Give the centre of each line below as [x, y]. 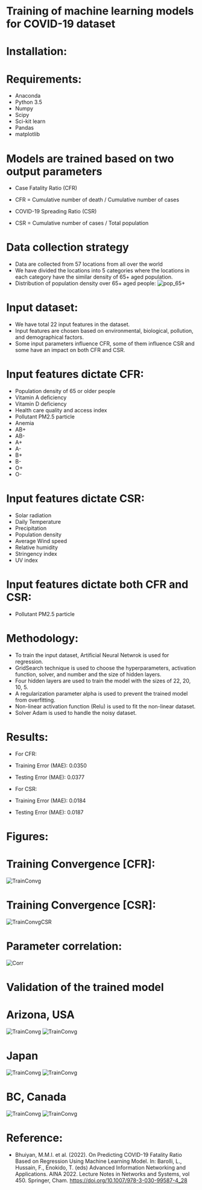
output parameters [54, 172]
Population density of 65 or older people [65, 391]
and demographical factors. [49, 337]
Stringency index [36, 554]
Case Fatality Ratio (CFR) [46, 188]
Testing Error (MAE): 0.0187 [49, 812]
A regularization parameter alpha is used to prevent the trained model [101, 693]
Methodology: [43, 639]
